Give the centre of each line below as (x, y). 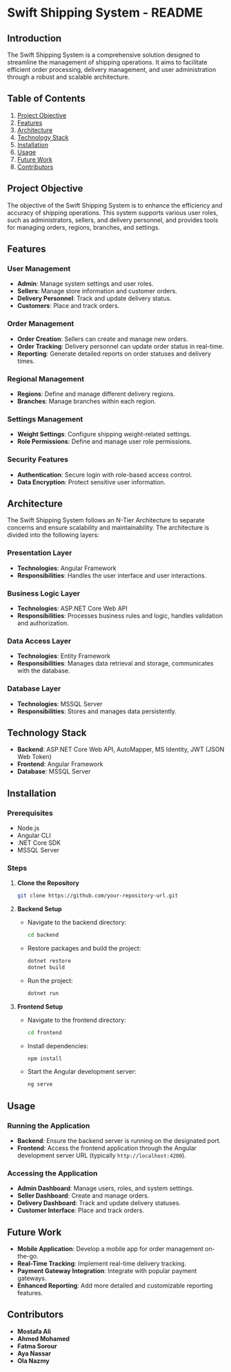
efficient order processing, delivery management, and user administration (112, 70)
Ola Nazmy (33, 1360)
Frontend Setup (40, 1006)
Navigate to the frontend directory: (77, 1020)
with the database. (43, 671)
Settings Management (45, 419)
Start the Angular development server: (82, 1072)
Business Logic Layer (44, 593)
